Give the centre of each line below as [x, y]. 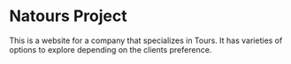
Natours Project [68, 16]
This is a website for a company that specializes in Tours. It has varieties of [146, 40]
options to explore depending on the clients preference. [111, 49]
